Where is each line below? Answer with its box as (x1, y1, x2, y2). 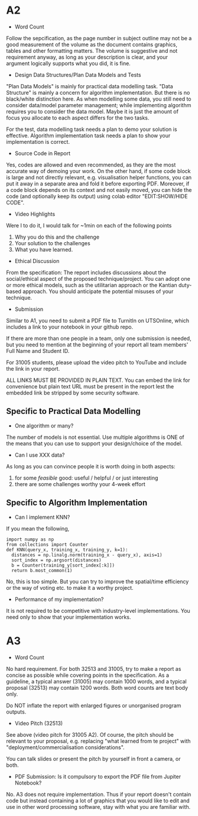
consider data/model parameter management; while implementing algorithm (6, 101, 191, 108)
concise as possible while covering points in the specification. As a (6, 672, 170, 679)
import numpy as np (6, 536, 54, 542)
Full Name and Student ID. (6, 347, 70, 354)
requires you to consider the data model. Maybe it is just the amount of (6, 108, 179, 115)
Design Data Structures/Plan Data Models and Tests (14, 71, 141, 78)
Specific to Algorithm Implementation (6, 498, 148, 508)
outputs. (6, 708, 27, 715)
